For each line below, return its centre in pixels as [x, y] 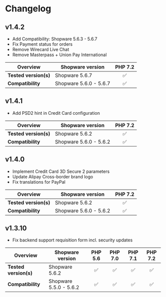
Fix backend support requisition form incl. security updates [72, 240]
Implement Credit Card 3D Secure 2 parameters [61, 171]
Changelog [28, 9]
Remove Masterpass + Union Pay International [60, 55]
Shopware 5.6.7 [74, 75]
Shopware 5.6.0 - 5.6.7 [83, 83]
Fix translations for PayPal [39, 182]
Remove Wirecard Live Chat [41, 49]
